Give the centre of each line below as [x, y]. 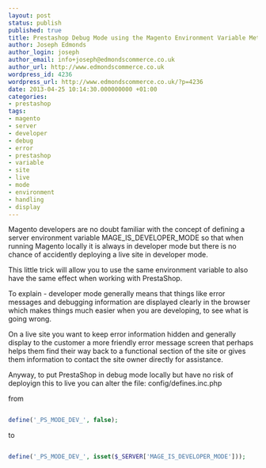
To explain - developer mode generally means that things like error [117, 294]
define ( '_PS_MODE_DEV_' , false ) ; [63, 420]
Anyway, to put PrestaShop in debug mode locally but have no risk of [121, 375]
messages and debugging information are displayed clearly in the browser [129, 302]
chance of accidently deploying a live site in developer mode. [108, 255]
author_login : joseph [44, 52]
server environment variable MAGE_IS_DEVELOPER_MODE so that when [126, 238]
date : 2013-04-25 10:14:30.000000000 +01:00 [83, 89]
